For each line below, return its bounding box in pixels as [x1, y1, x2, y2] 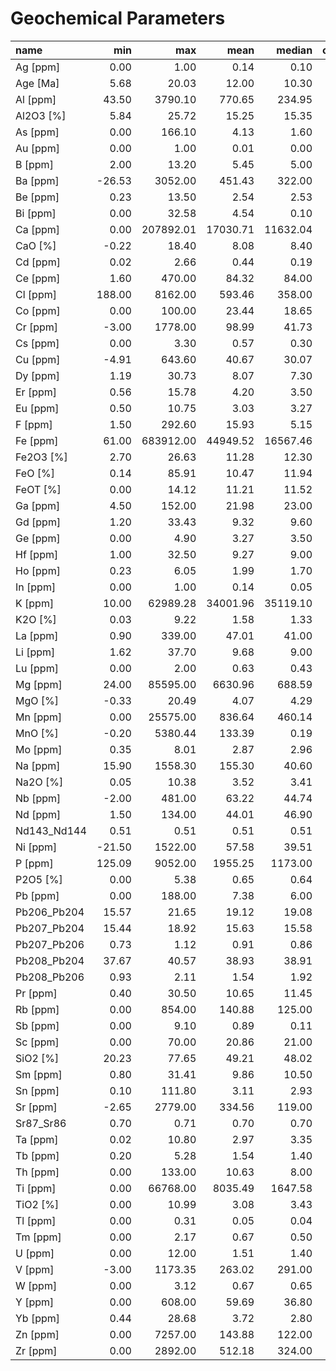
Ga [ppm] [15, 498, 61, 512]
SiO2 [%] [15, 1051, 60, 1065]
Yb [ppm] [15, 1311, 61, 1325]
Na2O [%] [15, 775, 64, 789]
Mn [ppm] [15, 710, 63, 724]
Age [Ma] [15, 76, 60, 90]
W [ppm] [15, 1278, 58, 1292]
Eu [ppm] [15, 401, 60, 415]
